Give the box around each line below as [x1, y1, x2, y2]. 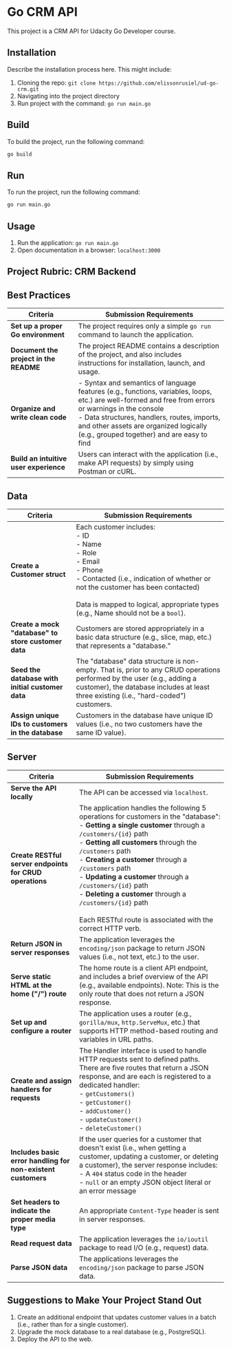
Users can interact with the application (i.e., [78, 450, 219, 459]
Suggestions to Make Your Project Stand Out [7, 1295, 202, 1307]
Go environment [10, 330, 65, 339]
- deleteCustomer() [78, 1123, 142, 1132]
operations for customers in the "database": [78, 812, 221, 821]
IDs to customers [10, 719, 68, 728]
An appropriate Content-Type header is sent [78, 1205, 219, 1215]
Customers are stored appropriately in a [76, 624, 205, 633]
